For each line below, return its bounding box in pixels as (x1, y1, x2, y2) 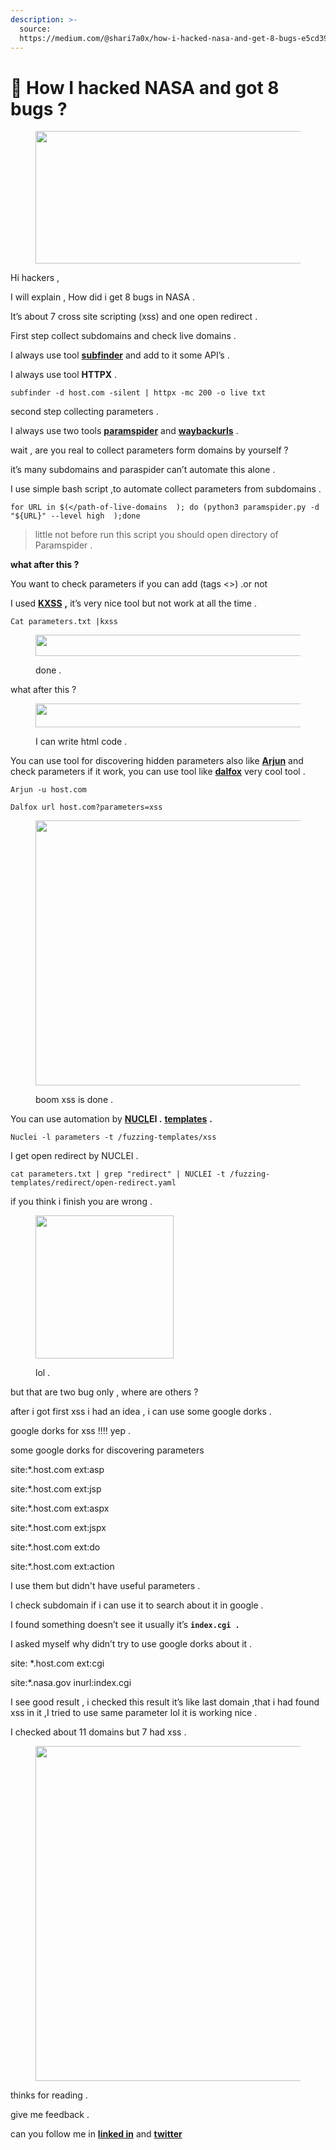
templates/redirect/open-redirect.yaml (10, 1178, 177, 1188)
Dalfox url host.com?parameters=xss (10, 802, 163, 813)
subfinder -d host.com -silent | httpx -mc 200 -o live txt (10, 388, 267, 398)
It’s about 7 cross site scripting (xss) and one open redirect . (10, 311, 258, 323)
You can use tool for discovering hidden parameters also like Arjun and (10, 755, 304, 767)
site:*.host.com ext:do (10, 1541, 101, 1553)
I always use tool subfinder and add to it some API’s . (10, 349, 230, 361)
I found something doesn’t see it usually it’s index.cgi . (10, 1619, 240, 1631)
